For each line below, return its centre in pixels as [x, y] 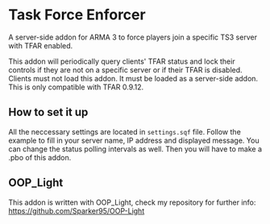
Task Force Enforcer [77, 15]
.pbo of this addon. [40, 157]
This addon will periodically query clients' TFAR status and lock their [122, 61]
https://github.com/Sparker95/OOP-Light [77, 210]
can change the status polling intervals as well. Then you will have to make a [135, 149]
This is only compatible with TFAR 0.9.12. [76, 87]
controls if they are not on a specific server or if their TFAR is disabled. [126, 69]
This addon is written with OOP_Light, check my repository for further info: [132, 202]
